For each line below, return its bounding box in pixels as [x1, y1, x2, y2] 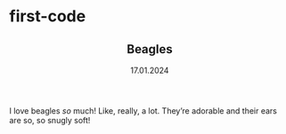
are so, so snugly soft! [9, 115, 91, 125]
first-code [9, 6, 86, 27]
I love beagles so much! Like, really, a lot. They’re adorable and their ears [9, 106, 278, 116]
